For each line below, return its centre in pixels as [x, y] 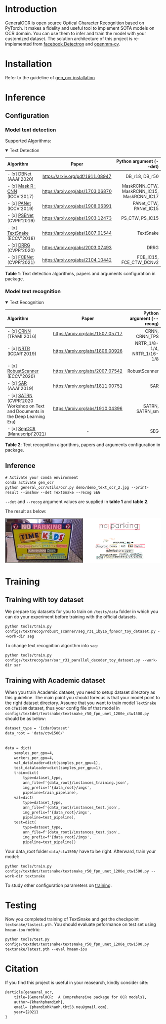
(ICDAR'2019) [22, 354]
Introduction [31, 9]
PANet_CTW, [146, 203]
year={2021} [26, 1012]
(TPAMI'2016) [22, 336]
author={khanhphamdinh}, [40, 1002]
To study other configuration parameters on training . [59, 885]
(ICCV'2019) [21, 208]
